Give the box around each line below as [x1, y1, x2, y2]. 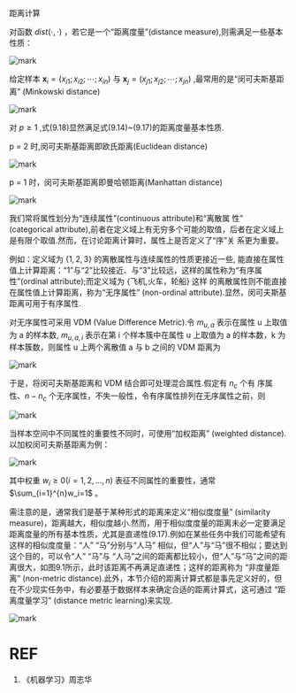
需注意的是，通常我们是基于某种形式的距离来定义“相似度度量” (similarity [9, 506, 271, 517]
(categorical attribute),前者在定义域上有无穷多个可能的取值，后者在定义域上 [9, 224, 285, 235]
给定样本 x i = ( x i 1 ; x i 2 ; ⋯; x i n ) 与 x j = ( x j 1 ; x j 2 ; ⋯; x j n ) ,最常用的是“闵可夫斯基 [9, 73, 277, 86]
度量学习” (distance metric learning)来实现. [16, 595, 173, 605]
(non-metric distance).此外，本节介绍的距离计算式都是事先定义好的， [22, 573, 275, 583]
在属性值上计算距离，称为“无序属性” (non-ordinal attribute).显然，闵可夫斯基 [9, 287, 287, 297]
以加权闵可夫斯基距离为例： [9, 439, 110, 450]
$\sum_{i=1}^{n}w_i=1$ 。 [9, 488, 103, 498]
